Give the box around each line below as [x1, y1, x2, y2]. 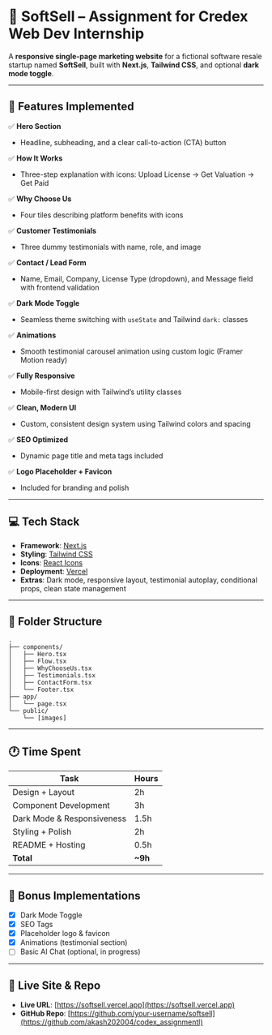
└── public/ [8, 707, 49, 715]
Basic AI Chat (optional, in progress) [19, 947, 141, 956]
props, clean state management [19, 583, 127, 593]
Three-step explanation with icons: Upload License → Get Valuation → [19, 170, 255, 179]
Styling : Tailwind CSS [19, 549, 93, 559]
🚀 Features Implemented [8, 100, 134, 114]
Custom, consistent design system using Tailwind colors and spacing [19, 419, 251, 428]
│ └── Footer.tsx [8, 685, 74, 694]
